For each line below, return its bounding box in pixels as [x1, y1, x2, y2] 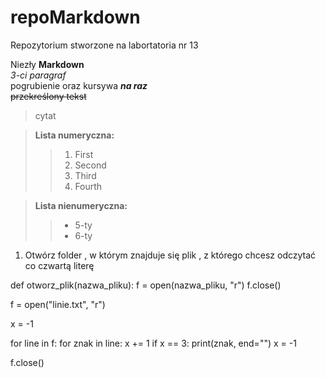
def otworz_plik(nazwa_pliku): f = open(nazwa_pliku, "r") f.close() [10, 279, 282, 291]
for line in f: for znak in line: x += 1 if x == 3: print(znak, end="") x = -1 [10, 337, 297, 349]
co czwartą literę [24, 259, 95, 271]
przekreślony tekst [10, 90, 87, 102]
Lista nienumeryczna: [34, 199, 128, 211]
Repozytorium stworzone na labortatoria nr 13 [10, 39, 199, 51]
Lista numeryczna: [34, 129, 115, 141]
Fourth [74, 180, 103, 192]
